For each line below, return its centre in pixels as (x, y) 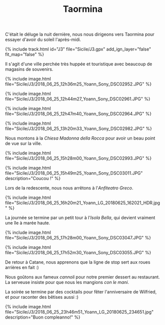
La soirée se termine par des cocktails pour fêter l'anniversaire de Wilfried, (81, 292)
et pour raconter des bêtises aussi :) (42, 297)
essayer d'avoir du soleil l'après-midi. (43, 40)
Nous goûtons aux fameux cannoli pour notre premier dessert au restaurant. (82, 277)
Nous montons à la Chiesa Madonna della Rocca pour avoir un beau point (80, 138)
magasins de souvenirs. (29, 69)
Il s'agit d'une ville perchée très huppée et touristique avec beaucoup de (79, 64)
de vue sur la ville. (24, 143)
